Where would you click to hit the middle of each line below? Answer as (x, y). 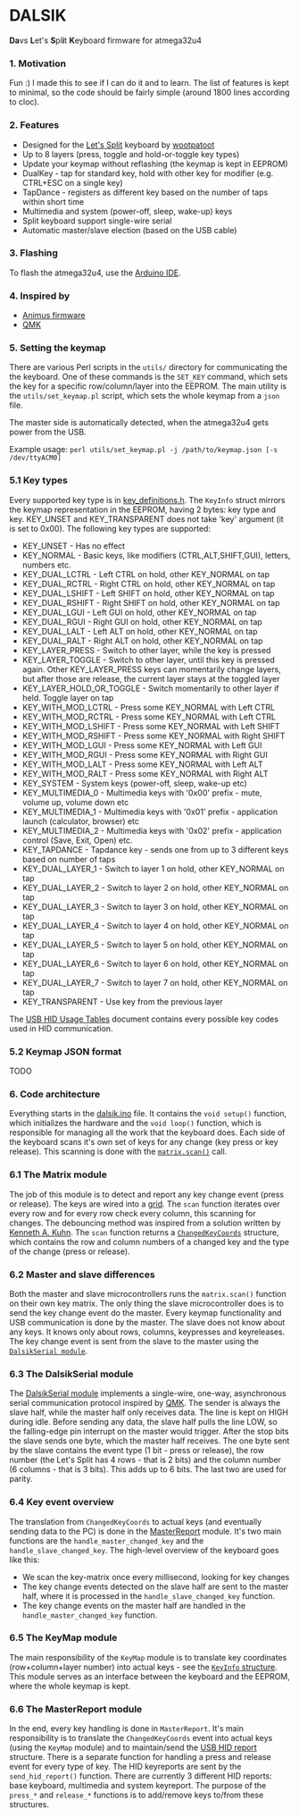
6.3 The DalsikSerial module (71, 1374)
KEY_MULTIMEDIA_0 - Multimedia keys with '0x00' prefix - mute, (142, 793)
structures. (29, 1804)
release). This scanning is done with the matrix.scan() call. (118, 1152)
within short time (53, 201)
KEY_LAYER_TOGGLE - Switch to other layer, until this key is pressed (148, 660)
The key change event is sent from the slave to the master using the (134, 1341)
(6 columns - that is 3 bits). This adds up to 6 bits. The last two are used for (148, 1469)
